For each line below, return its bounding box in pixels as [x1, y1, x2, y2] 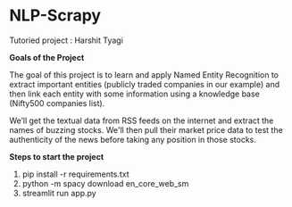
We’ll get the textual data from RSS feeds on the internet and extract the [9, 115, 274, 126]
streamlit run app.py [21, 187, 96, 198]
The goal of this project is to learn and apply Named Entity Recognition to [9, 69, 279, 80]
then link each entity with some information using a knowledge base [9, 88, 261, 99]
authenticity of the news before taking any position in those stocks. [9, 134, 257, 145]
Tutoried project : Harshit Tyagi [9, 35, 123, 46]
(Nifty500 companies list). [9, 97, 105, 108]
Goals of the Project [9, 52, 85, 62]
